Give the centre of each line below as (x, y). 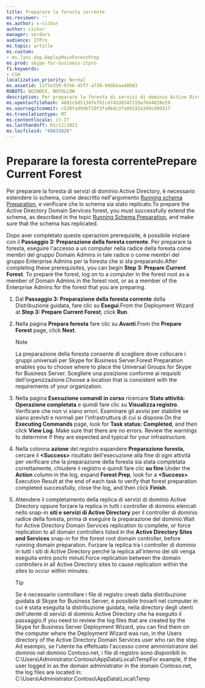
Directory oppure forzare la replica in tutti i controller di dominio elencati (106, 506)
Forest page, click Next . (45, 330)
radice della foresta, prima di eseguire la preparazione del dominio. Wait (105, 518)
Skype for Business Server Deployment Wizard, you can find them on (102, 626)
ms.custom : (20, 52)
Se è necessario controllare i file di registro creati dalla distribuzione (101, 594)
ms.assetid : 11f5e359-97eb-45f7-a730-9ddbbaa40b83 (72, 86)
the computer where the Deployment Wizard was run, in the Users (98, 633)
